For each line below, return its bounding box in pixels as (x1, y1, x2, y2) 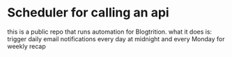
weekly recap (7, 42, 47, 50)
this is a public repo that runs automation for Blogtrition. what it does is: (7, 27, 212, 36)
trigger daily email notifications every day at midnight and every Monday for (7, 34, 225, 43)
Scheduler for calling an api (7, 5, 169, 21)
